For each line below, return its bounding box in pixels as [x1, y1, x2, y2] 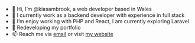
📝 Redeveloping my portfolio [11, 24, 81, 31]
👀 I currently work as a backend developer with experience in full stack [11, 12, 185, 19]
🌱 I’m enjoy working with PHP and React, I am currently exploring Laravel [11, 18, 190, 24]
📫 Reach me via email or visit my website [11, 31, 113, 37]
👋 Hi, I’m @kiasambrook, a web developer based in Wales [11, 6, 152, 12]
